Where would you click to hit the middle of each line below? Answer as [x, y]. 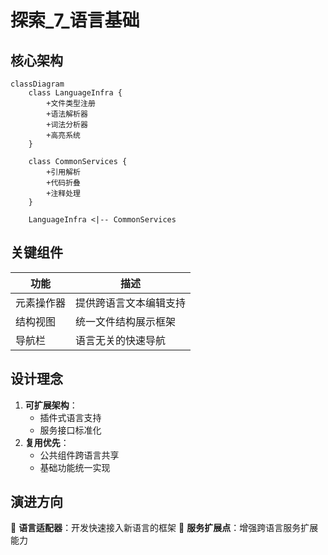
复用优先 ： [47, 442]
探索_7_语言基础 [75, 20]
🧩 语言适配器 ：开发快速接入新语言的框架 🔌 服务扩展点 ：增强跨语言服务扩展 [164, 528]
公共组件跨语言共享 [79, 455]
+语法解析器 [67, 114]
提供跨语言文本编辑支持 [131, 303]
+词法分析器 [67, 125]
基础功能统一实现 [75, 467]
